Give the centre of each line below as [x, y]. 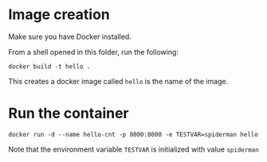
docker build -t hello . [49, 66]
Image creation [59, 15]
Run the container [69, 114]
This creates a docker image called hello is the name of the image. [118, 81]
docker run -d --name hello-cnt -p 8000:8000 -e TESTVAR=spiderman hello [133, 134]
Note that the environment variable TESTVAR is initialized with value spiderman [133, 149]
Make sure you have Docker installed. [70, 37]
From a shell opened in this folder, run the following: [94, 52]
